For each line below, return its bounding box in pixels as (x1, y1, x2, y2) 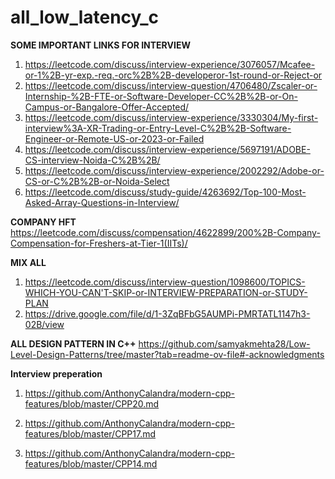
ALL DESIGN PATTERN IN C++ (10, 337, 137, 350)
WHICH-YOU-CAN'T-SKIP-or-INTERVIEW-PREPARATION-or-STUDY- (24, 286, 308, 298)
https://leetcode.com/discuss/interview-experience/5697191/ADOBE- (24, 143, 311, 155)
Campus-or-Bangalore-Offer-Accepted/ (24, 101, 190, 113)
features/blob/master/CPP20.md (24, 397, 160, 410)
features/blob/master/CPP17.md (24, 427, 157, 440)
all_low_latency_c (10, 6, 160, 29)
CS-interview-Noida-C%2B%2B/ (24, 154, 161, 166)
